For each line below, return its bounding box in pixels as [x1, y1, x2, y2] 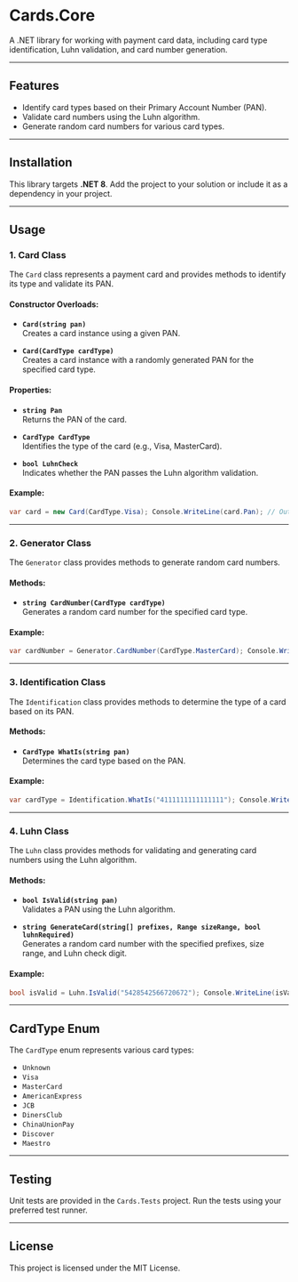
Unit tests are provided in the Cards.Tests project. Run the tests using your [9, 1196, 282, 1206]
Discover [21, 1130, 55, 1139]
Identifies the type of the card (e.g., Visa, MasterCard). [21, 440, 223, 451]
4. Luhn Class [9, 825, 69, 837]
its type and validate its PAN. [9, 278, 114, 289]
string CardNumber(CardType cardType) [21, 599, 166, 608]
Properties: [9, 384, 51, 396]
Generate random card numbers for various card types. [21, 121, 225, 132]
